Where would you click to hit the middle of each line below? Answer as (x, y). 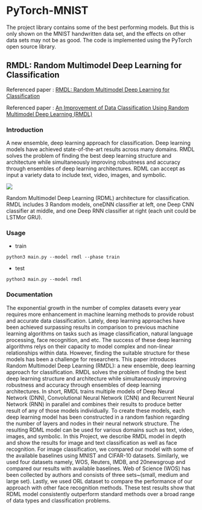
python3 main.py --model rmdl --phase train (63, 257)
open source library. (31, 47)
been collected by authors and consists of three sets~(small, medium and (98, 474)
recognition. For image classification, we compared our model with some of (100, 449)
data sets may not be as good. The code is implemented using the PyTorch (99, 40)
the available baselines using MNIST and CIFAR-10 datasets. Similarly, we (97, 455)
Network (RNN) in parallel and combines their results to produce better (94, 404)
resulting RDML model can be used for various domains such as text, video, (100, 430)
